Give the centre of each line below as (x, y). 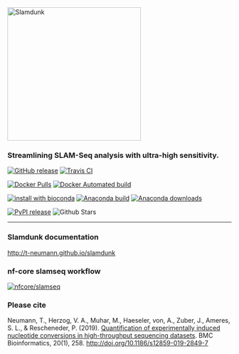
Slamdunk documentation (53, 237)
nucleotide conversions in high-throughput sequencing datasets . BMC (110, 336)
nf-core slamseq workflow (54, 271)
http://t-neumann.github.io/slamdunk (62, 252)
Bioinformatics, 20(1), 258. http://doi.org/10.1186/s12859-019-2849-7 (108, 343)
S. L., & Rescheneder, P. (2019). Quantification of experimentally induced (114, 328)
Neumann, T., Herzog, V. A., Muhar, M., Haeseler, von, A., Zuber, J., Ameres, (119, 321)
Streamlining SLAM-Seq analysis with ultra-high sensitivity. (113, 155)
